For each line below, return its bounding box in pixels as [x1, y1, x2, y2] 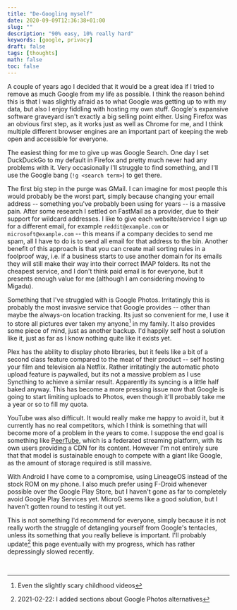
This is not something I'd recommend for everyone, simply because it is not [7, 516, 226, 525]
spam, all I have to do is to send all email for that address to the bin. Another [7, 237, 229, 245]
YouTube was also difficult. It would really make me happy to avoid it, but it [7, 414, 224, 422]
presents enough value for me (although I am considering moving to [7, 274, 205, 283]
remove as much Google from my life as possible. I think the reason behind [7, 90, 225, 98]
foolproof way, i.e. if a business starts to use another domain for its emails [7, 252, 222, 260]
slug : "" [7, 23, 33, 30]
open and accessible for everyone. [7, 135, 109, 143]
